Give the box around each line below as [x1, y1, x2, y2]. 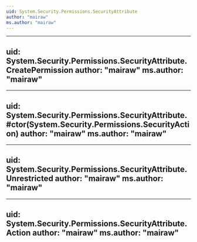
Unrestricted [6, 174, 54, 184]
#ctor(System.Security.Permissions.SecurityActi [6, 119, 189, 129]
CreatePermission [6, 65, 74, 75]
